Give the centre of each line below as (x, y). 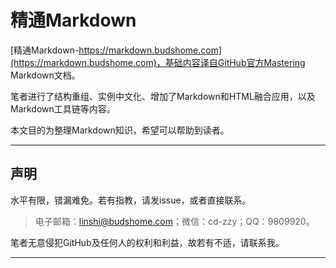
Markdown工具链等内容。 (63, 108)
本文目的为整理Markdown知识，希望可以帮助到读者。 (120, 130)
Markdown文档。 (45, 75)
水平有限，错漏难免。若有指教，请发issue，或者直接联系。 (131, 200)
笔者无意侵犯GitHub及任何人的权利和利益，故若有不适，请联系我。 (147, 242)
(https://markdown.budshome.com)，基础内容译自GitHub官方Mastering (158, 62)
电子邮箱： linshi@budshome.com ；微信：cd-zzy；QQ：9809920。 (174, 221)
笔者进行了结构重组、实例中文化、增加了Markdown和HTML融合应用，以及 (163, 96)
